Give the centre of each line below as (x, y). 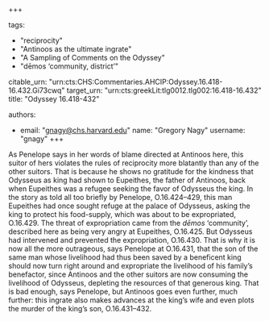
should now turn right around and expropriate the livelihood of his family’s (131, 266)
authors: (22, 115)
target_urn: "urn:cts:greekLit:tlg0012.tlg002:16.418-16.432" (164, 90)
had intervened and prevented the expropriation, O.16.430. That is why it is (132, 240)
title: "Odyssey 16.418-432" (54, 99)
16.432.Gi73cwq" (37, 90)
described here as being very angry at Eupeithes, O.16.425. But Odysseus (130, 231)
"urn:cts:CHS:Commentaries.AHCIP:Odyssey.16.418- (136, 82)
